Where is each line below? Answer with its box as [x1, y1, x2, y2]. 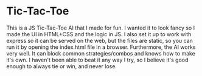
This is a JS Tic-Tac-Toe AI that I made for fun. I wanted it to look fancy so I [6, 24, 195, 31]
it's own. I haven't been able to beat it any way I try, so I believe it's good [6, 56, 189, 63]
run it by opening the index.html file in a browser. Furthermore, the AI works [6, 43, 196, 51]
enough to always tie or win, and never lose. [6, 62, 117, 70]
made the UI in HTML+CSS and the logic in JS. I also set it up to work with [6, 30, 192, 37]
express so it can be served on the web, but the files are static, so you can [6, 37, 193, 44]
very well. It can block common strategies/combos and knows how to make [6, 49, 196, 57]
